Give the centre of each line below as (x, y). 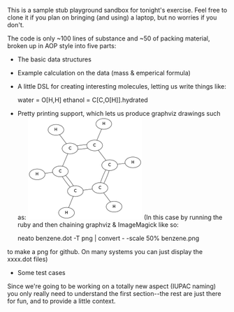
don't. (16, 25)
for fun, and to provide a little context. (61, 301)
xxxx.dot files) (28, 259)
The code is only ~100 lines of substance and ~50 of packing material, (109, 38)
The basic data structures (54, 59)
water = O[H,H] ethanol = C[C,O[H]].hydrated (82, 100)
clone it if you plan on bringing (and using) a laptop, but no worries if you (112, 17)
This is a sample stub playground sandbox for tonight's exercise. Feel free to (117, 10)
